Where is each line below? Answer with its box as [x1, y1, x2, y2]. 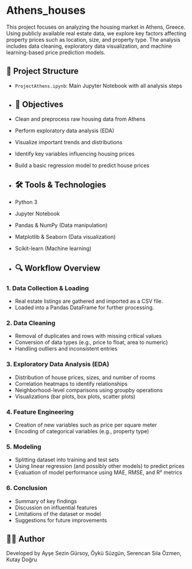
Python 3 [14, 199, 38, 206]
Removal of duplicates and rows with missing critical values [14, 333, 162, 340]
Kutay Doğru [6, 556, 37, 563]
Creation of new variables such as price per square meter [14, 421, 157, 428]
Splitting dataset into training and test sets [14, 456, 120, 464]
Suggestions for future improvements [14, 516, 108, 524]
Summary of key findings [14, 497, 77, 504]
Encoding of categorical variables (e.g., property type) [14, 427, 150, 434]
